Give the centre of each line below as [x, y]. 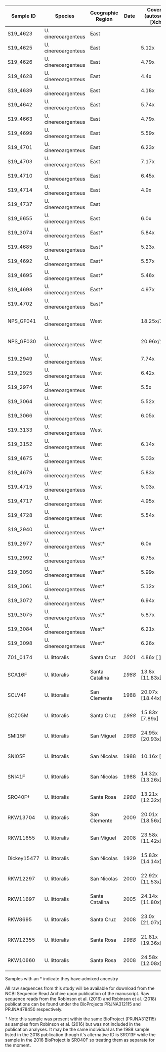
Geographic [104, 13]
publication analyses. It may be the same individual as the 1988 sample [77, 1029]
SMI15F [17, 736]
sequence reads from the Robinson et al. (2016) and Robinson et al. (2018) [81, 999]
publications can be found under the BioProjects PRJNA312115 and [73, 1004]
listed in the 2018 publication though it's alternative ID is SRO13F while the [80, 1035]
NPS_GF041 [22, 321]
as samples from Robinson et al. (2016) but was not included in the [73, 1024]
